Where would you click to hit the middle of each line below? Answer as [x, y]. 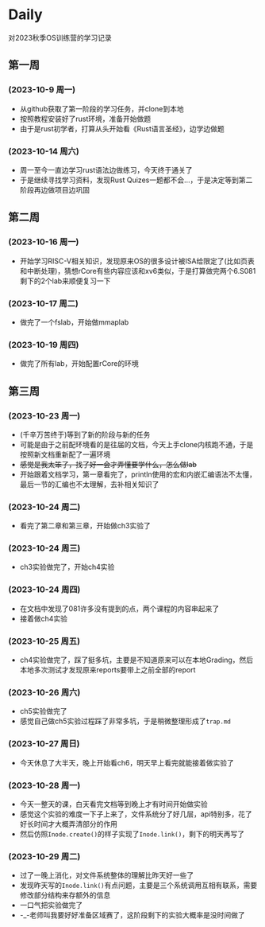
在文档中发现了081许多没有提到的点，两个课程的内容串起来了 [119, 608]
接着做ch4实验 [44, 618]
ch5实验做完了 [43, 711]
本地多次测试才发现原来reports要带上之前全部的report [108, 670]
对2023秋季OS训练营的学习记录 [60, 37]
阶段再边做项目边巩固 [54, 189]
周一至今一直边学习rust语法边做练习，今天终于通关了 [106, 169]
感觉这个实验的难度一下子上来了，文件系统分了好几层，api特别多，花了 [136, 814]
